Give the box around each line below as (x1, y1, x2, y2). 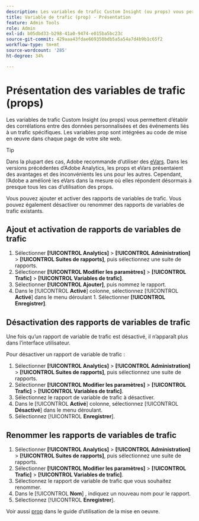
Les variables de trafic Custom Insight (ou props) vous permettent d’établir (6, 116, 188, 123)
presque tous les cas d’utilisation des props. (6, 183, 114, 190)
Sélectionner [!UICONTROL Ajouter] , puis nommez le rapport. (14, 281, 166, 288)
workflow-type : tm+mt (6, 42, 60, 48)
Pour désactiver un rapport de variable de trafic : (6, 351, 126, 358)
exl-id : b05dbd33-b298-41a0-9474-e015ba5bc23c (6, 31, 123, 37)
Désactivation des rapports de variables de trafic (6, 317, 191, 327)
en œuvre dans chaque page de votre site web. (6, 135, 122, 142)
